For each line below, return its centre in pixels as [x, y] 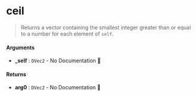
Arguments [20, 47]
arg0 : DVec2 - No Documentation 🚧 [58, 87]
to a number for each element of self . [67, 33]
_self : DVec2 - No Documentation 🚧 [58, 61]
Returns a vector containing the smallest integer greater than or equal [106, 27]
